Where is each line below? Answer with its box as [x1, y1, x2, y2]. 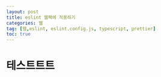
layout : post [6, 8, 39, 15]
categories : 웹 [6, 20, 43, 26]
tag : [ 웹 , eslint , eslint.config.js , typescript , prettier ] [6, 25, 156, 32]
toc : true [6, 31, 31, 37]
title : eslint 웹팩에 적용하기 [6, 14, 76, 20]
